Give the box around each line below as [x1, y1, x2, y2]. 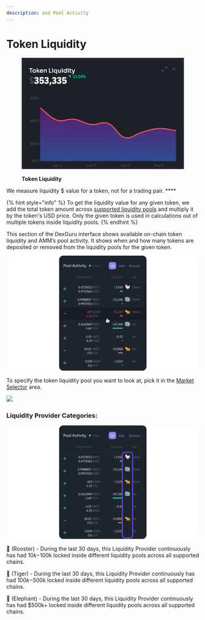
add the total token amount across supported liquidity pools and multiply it [6, 205, 194, 213]
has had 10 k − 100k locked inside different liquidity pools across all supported [6, 552, 199, 559]
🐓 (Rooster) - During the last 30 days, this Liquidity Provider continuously [6, 545, 191, 553]
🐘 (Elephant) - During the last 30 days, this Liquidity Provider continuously [6, 595, 193, 602]
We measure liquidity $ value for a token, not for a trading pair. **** [6, 187, 176, 194]
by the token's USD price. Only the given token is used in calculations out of [6, 212, 198, 219]
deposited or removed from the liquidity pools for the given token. [6, 243, 173, 251]
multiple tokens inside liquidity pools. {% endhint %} [6, 218, 138, 226]
